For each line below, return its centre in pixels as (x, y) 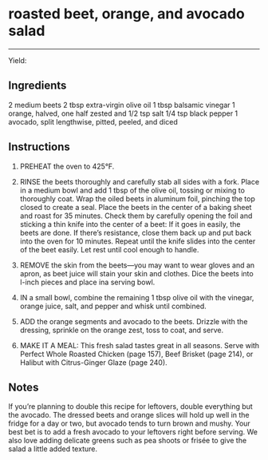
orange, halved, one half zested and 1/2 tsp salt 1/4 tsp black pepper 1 (123, 113)
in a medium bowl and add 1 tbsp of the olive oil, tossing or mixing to (132, 190)
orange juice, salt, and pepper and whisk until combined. (113, 306)
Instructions (39, 147)
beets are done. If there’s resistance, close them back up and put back (136, 232)
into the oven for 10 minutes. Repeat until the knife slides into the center (138, 241)
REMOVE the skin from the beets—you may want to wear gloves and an (137, 265)
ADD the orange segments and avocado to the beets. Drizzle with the (134, 321)
